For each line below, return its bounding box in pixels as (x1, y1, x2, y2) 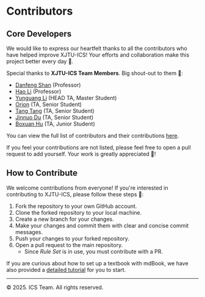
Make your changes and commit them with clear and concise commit (15, 221, 189, 229)
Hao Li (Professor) (15, 88, 62, 95)
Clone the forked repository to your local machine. (15, 209, 142, 216)
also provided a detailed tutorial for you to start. (6, 266, 126, 273)
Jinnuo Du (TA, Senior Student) (15, 114, 94, 121)
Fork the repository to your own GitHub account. (15, 202, 137, 210)
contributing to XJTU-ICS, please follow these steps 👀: (6, 190, 144, 198)
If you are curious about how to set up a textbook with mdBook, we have (6, 259, 189, 267)
